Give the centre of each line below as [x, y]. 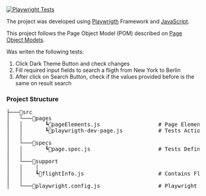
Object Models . [25, 40]
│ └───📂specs [29, 143]
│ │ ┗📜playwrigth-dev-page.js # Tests [94, 131]
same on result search [43, 83]
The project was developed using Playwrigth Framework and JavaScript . [98, 21]
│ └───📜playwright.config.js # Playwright [102, 186]
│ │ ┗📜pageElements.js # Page [92, 125]
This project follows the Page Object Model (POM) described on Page [94, 33]
